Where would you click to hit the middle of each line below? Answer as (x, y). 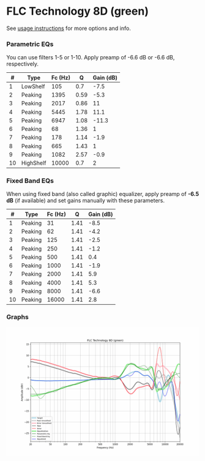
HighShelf (34, 163)
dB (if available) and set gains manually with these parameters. (86, 201)
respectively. (22, 64)
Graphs (17, 317)
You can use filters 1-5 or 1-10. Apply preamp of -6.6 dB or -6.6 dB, (91, 58)
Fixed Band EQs (30, 181)
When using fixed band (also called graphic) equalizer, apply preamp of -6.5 (103, 194)
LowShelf (33, 86)
